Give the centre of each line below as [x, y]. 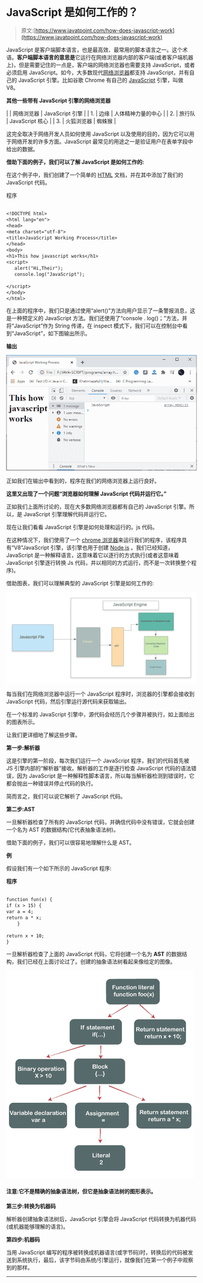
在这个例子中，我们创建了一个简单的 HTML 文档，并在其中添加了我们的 [95, 175]
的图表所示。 [22, 722]
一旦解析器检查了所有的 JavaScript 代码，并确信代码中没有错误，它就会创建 [101, 822]
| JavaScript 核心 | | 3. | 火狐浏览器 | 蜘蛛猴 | [61, 121]
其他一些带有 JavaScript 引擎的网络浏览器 [59, 100]
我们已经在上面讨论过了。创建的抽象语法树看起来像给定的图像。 [96, 961]
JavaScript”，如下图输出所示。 [52, 333]
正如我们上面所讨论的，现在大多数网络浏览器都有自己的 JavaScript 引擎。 [98, 507]
